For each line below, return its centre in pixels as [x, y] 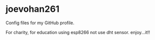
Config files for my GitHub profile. [40, 23]
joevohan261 [33, 9]
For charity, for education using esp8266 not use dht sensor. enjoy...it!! [78, 32]
